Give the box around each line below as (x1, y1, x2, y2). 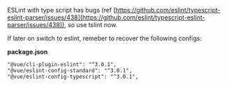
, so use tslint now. (63, 21, 118, 29)
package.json (7, 48, 48, 56)
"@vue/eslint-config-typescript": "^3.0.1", (7, 73, 139, 80)
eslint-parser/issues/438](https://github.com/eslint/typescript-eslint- (7, 13, 206, 22)
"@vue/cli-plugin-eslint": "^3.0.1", (7, 61, 117, 68)
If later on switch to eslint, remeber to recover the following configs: (7, 34, 202, 42)
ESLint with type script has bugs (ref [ (7, 6, 116, 14)
